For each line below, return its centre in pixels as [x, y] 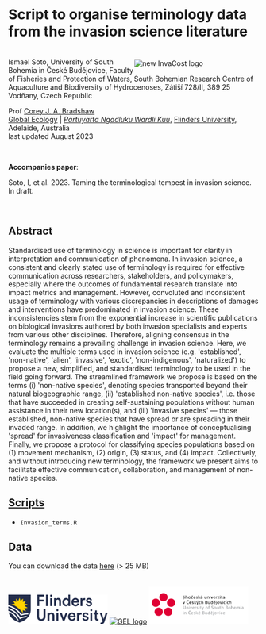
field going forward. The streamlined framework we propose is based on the [133, 377]
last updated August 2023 [51, 136]
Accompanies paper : [44, 167]
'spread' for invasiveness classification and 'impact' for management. [122, 436]
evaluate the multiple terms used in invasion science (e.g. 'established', [125, 352]
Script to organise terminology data [128, 15]
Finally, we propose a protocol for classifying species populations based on [132, 444]
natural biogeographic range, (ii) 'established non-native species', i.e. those [132, 394]
